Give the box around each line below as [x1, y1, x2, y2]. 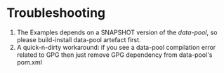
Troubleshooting [6, 5, 106, 21]
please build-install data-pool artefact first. [16, 35, 141, 44]
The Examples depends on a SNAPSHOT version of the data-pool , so [16, 28, 218, 36]
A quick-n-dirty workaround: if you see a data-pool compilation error [16, 43, 216, 51]
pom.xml [16, 58, 43, 66]
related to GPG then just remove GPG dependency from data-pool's [16, 51, 213, 59]
